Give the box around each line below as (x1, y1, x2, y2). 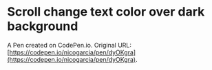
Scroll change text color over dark (7, 4, 205, 20)
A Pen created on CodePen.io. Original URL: (7, 41, 132, 49)
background (7, 18, 78, 34)
